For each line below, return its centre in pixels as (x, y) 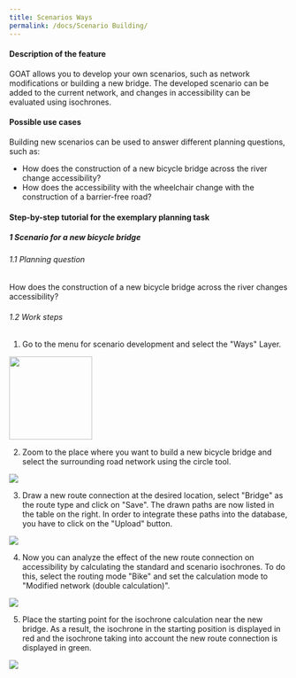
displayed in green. (57, 648)
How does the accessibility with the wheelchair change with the (138, 187)
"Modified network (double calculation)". (96, 586)
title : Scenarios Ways (51, 17)
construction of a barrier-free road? (87, 197)
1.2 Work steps (36, 316)
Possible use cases (46, 122)
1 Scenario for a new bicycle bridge (75, 238)
